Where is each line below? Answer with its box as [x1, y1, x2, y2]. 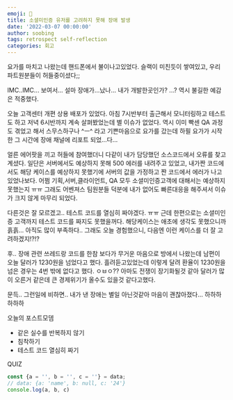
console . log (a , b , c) [7, 386, 70, 393]
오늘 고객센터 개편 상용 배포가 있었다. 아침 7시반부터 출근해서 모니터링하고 [7, 109, 207, 118]
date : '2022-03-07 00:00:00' [7, 23, 92, 30]
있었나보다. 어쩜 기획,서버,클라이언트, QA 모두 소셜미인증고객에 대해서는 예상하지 [7, 177, 226, 184]
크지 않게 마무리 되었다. [14, 194, 78, 202]
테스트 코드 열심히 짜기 [17, 346, 79, 354]
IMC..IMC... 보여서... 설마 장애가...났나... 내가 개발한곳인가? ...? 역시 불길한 [7, 86, 209, 94]
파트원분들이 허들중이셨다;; [7, 71, 80, 79]
